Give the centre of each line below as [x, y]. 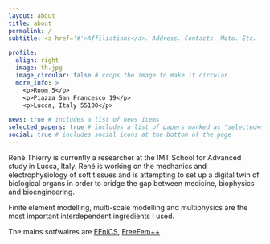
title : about [30, 23]
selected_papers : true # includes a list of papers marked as [115, 127]
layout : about [32, 16]
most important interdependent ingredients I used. [92, 216]
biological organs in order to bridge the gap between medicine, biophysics [131, 183]
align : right [37, 60]
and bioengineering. [41, 192]
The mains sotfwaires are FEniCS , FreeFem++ [84, 231]
